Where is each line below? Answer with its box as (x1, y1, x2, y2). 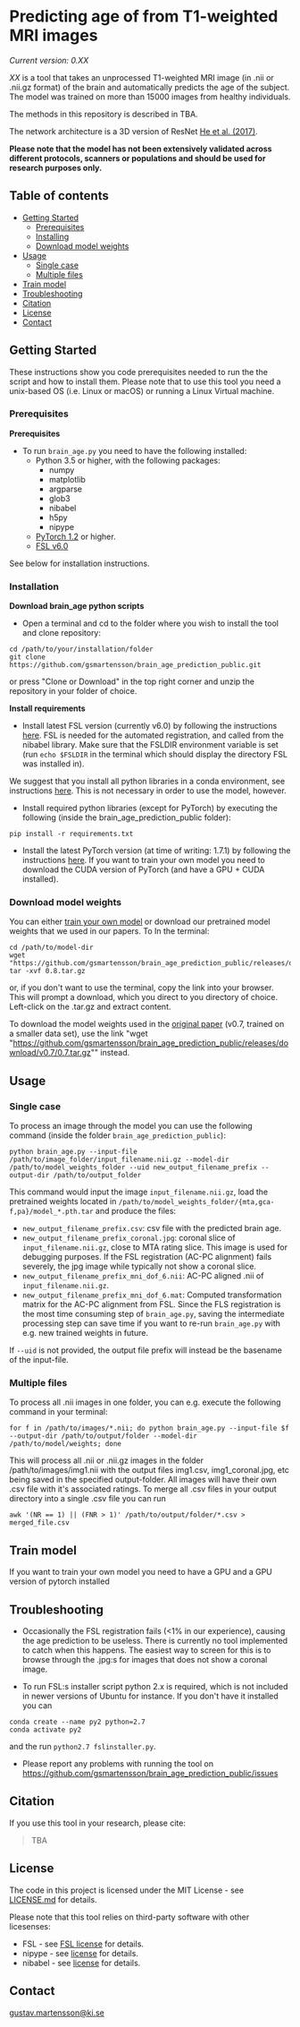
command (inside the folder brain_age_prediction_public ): (9, 1130, 226, 1141)
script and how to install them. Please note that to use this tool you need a (9, 376, 281, 387)
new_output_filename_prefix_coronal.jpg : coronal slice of (21, 1233, 236, 1244)
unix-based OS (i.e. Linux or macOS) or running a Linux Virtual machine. (9, 385, 275, 396)
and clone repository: (21, 628, 101, 638)
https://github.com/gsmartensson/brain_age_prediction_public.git (9, 661, 262, 670)
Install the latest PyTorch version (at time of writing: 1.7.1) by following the (21, 845, 292, 856)
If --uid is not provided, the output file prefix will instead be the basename (9, 1345, 283, 1356)
